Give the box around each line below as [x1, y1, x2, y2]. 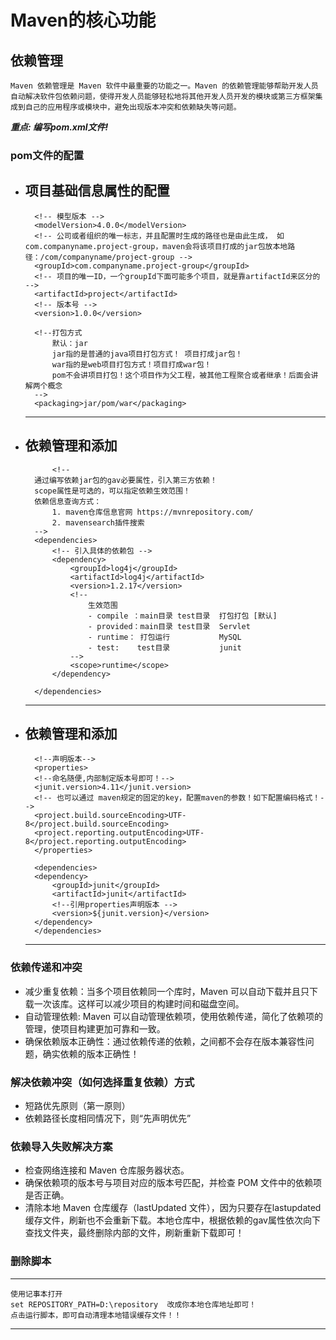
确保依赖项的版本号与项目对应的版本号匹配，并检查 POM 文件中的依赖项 [24, 1177, 322, 1189]
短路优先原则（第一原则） [24, 1099, 131, 1111]
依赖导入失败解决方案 [10, 1139, 113, 1153]
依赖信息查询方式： [34, 496, 102, 506]
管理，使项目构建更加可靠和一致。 [24, 1022, 166, 1035]
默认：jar [51, 338, 88, 348]
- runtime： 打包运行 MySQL [88, 632, 242, 642]
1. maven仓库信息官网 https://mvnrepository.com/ [51, 507, 254, 517]
